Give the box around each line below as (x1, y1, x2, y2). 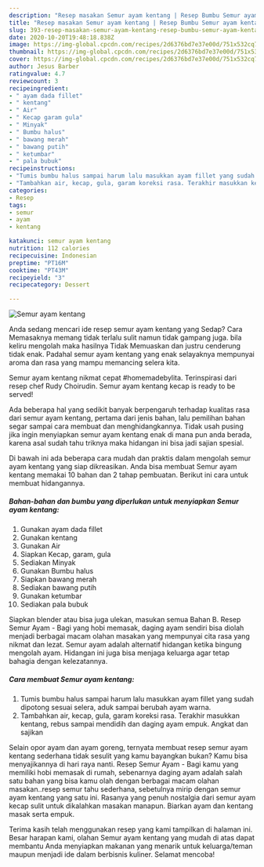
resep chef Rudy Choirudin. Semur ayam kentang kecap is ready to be (9, 381, 236, 391)
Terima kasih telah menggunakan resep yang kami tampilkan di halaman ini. (9, 825, 253, 834)
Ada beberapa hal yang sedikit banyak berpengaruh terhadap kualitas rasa (9, 405, 250, 414)
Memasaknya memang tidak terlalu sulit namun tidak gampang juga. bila (9, 333, 242, 342)
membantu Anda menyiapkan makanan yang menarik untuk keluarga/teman (9, 841, 253, 851)
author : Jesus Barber (9, 63, 80, 71)
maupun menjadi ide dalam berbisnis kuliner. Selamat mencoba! (9, 850, 215, 859)
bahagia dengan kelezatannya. (9, 657, 108, 666)
